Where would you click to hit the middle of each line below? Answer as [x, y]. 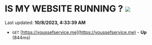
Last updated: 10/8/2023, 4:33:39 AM [45, 22]
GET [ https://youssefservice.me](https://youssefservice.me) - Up [79, 32]
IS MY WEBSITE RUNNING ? [64, 9]
